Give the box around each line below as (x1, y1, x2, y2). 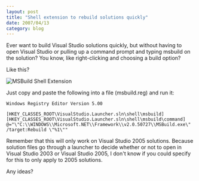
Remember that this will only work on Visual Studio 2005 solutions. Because (6, 137, 194, 145)
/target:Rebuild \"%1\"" (6, 127, 68, 133)
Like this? (6, 66, 30, 73)
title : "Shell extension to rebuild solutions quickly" (6, 14, 148, 20)
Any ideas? (6, 168, 34, 175)
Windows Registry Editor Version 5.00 (6, 101, 103, 107)
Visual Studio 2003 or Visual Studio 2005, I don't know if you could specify (6, 150, 191, 157)
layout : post (6, 8, 39, 15)
